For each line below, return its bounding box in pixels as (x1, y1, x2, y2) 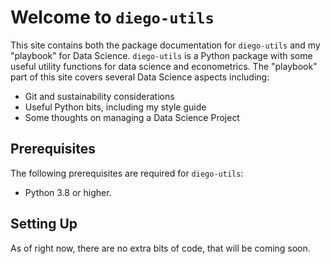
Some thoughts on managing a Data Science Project (24, 111, 240, 123)
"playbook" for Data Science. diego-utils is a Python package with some (10, 49, 313, 61)
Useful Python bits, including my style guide (24, 101, 207, 113)
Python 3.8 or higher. (24, 186, 112, 198)
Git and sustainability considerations (24, 90, 175, 102)
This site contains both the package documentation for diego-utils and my (10, 39, 321, 51)
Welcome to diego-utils (10, 6, 215, 29)
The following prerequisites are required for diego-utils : (10, 167, 244, 179)
